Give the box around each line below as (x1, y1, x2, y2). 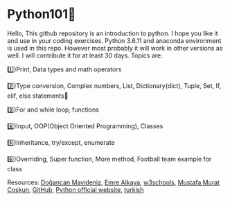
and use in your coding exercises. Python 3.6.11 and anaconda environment (7, 36, 222, 44)
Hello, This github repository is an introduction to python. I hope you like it (7, 29, 218, 37)
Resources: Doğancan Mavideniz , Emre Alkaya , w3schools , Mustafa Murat (7, 178, 220, 186)
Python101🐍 (7, 6, 76, 22)
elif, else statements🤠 (7, 91, 69, 100)
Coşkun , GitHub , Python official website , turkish (7, 185, 144, 193)
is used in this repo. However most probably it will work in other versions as (7, 44, 223, 52)
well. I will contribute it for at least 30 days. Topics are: (7, 51, 163, 60)
